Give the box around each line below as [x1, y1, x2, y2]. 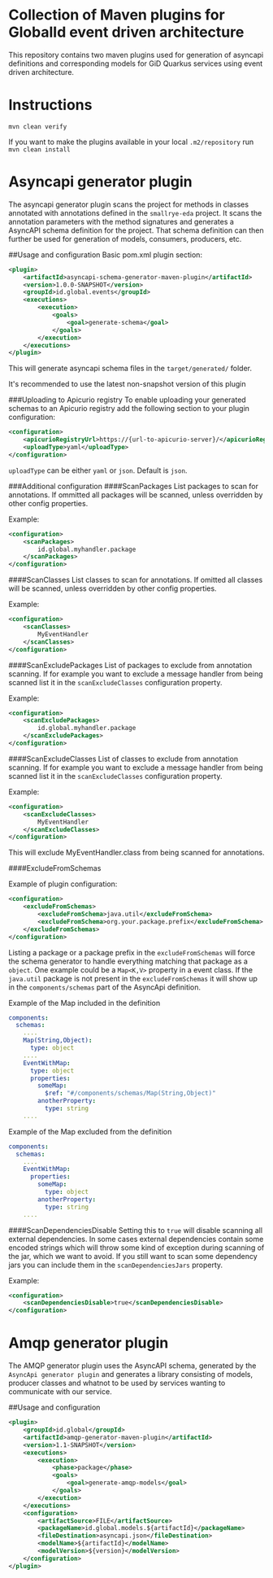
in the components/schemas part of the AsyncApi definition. [8, 982, 201, 992]
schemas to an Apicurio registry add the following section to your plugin [8, 404, 250, 413]
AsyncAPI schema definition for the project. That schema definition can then [8, 225, 264, 235]
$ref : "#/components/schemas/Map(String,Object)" [44, 1089, 217, 1098]
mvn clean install [8, 145, 71, 154]
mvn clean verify [8, 122, 67, 131]
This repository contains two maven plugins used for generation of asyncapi [8, 50, 264, 59]
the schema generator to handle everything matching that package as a [8, 956, 248, 966]
